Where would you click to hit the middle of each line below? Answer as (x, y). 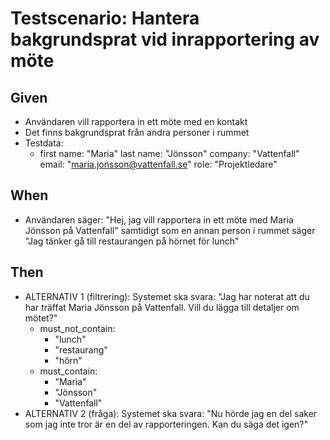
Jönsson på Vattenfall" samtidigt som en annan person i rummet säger (170, 230)
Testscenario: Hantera (105, 18)
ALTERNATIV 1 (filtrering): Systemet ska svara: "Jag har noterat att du (167, 296)
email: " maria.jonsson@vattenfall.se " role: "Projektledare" (158, 164)
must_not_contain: (77, 328)
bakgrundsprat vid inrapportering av (165, 39)
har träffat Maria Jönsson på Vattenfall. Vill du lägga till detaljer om (162, 307)
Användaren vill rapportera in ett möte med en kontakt (136, 121)
